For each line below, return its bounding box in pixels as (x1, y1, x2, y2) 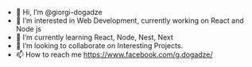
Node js (15, 24, 42, 33)
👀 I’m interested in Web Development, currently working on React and (15, 16, 244, 25)
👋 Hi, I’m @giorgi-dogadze (15, 8, 103, 17)
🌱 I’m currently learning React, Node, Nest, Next (15, 32, 173, 42)
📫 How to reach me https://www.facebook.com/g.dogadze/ (15, 50, 213, 59)
